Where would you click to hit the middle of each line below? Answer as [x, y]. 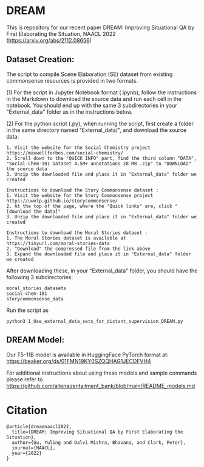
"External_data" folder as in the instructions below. [70, 112]
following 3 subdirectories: [39, 277]
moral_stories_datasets [36, 288]
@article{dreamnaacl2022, [39, 426]
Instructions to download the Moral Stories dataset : [77, 233]
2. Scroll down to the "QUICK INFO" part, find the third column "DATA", [102, 158]
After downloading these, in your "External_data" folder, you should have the [102, 271]
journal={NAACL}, [34, 448]
